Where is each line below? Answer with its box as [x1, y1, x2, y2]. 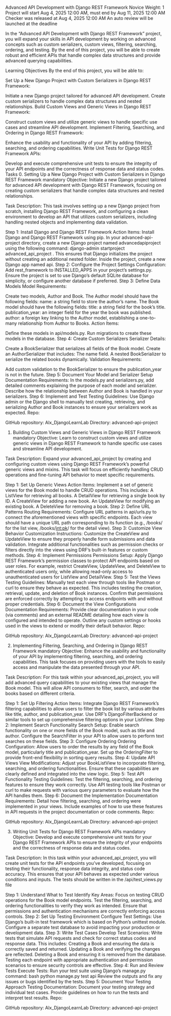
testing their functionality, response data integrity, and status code [5, 865, 145, 872]
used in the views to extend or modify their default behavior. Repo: [5, 623, 145, 628]
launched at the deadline [5, 20, 58, 27]
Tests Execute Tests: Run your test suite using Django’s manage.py [5, 967, 146, 974]
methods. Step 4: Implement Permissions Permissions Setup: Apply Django [5, 552, 163, 558]
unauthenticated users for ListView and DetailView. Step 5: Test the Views [5, 574, 161, 580]
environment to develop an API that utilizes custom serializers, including [5, 214, 157, 220]
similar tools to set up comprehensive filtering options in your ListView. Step [5, 717, 165, 722]
